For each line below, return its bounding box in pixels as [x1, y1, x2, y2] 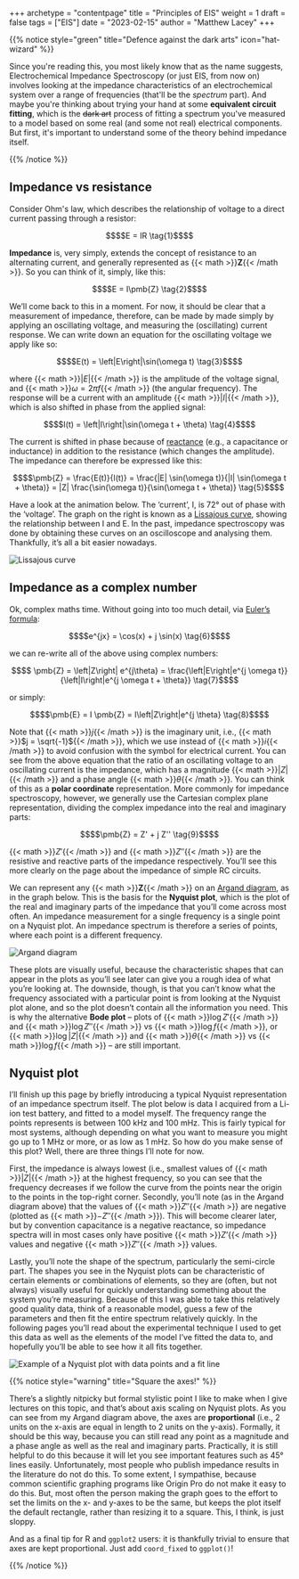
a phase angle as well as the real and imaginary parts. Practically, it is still [9, 1441, 279, 1452]
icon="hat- [239, 35, 280, 45]
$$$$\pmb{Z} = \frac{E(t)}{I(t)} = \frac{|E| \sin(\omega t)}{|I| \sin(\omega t [12, 472, 287, 483]
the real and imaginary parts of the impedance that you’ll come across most [9, 901, 287, 912]
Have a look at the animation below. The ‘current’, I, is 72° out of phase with [9, 499, 286, 510]
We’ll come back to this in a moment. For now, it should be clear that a [9, 300, 266, 311]
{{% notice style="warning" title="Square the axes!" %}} [9, 1376, 217, 1387]
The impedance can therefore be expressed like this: [9, 454, 203, 466]
